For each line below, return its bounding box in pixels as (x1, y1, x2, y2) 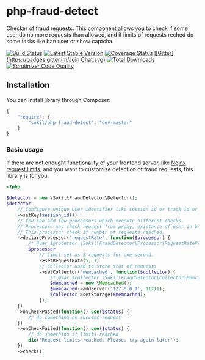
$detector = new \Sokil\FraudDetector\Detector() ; (6, 195, 138, 201)
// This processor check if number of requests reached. (17, 229, 165, 235)
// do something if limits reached (28, 331, 119, 337)
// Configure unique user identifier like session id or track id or (17, 207, 198, 213)
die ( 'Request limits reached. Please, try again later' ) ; (28, 337, 179, 343)
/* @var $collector (49, 274, 99, 281)
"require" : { (17, 114, 51, 120)
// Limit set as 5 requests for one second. (38, 252, 154, 258)
